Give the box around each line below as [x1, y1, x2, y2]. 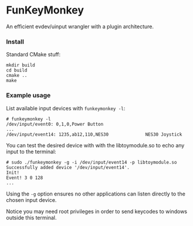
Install [6, 38, 25, 46]
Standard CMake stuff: [6, 51, 61, 58]
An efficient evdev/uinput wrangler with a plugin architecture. [6, 23, 154, 30]
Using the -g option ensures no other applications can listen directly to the [6, 190, 186, 197]
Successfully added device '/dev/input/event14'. [6, 164, 130, 170]
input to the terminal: [6, 148, 57, 155]
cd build [6, 68, 28, 73]
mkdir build [6, 62, 35, 68]
